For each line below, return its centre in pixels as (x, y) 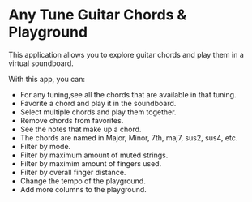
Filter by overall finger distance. (73, 172)
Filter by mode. (45, 146)
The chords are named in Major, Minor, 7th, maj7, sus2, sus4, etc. (129, 138)
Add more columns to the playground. (83, 189)
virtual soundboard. (41, 63)
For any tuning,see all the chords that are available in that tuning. (128, 94)
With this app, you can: (47, 79)
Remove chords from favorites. (72, 120)
